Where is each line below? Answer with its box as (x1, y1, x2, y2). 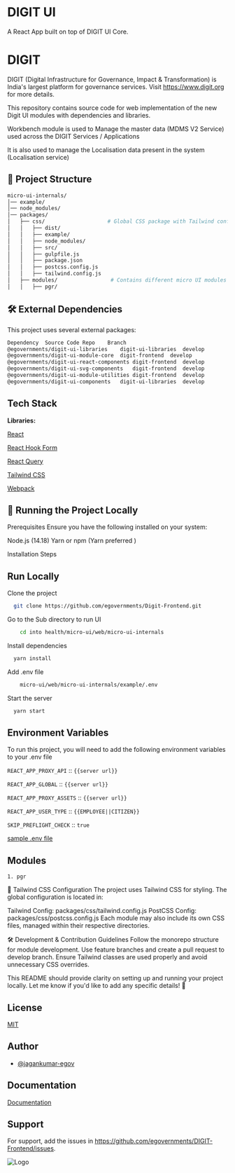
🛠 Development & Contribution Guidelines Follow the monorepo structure (7, 935, 219, 944)
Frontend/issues (7, 1144, 55, 1153)
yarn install (13, 654, 52, 662)
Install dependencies (7, 641, 68, 650)
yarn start (13, 707, 45, 715)
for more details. (7, 90, 55, 98)
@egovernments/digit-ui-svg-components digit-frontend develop (7, 365, 205, 372)
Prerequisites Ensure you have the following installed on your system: (7, 523, 208, 531)
